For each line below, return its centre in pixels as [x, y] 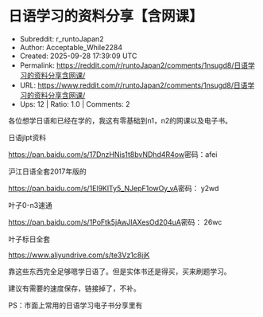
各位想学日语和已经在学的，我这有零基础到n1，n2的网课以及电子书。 [120, 120]
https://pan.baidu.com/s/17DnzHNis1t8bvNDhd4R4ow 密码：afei [113, 154]
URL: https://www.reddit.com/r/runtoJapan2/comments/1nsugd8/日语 [133, 85]
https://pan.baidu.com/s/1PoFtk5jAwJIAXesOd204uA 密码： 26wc [115, 222]
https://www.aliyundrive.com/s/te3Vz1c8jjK [79, 255]
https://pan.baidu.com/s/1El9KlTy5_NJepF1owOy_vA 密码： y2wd [114, 188]
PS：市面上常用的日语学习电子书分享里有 [75, 305]
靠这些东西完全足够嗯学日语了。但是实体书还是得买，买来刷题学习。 [120, 271]
